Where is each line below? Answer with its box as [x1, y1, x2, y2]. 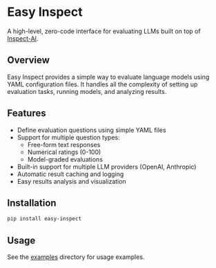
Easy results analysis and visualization [17, 177, 126, 185]
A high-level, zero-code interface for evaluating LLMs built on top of [7, 27, 202, 35]
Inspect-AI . [7, 34, 39, 42]
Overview [7, 55, 50, 66]
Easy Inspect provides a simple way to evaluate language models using [7, 73, 210, 81]
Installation [7, 197, 57, 209]
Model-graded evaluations [27, 155, 104, 163]
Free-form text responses [27, 140, 101, 149]
